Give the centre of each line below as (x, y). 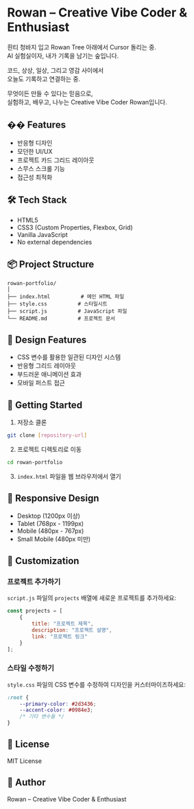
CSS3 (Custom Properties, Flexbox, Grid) (75, 227)
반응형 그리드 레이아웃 (47, 366)
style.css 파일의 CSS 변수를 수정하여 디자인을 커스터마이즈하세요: (97, 684)
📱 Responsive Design (53, 498)
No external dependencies (54, 242)
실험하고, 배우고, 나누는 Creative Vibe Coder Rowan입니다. (87, 102)
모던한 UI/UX (35, 151)
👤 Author (26, 783)
